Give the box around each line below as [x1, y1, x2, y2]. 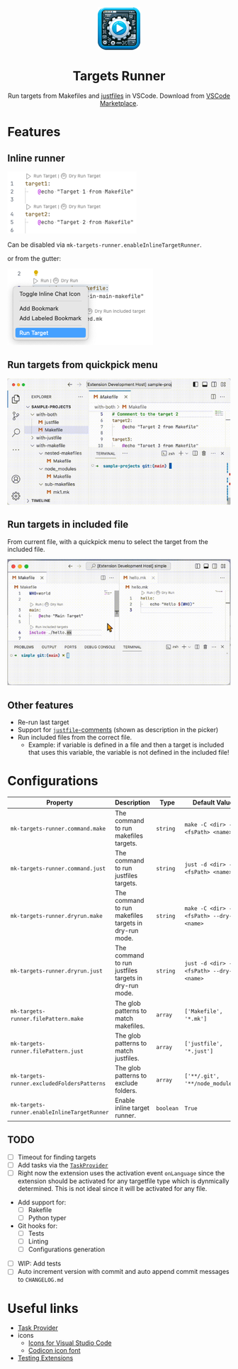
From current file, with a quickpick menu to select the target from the [7, 537, 209, 545]
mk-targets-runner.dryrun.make [10, 913, 103, 920]
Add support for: [17, 1198, 67, 1207]
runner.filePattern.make [10, 1015, 84, 1022]
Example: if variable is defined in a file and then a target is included [28, 741, 225, 749]
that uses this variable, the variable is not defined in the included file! [28, 748, 229, 756]
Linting [28, 1237, 48, 1246]
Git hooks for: [17, 1221, 58, 1230]
